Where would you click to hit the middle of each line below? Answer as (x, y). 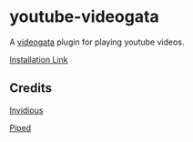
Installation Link (39, 59)
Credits (31, 88)
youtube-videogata (84, 17)
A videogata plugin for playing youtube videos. (97, 42)
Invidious (26, 110)
